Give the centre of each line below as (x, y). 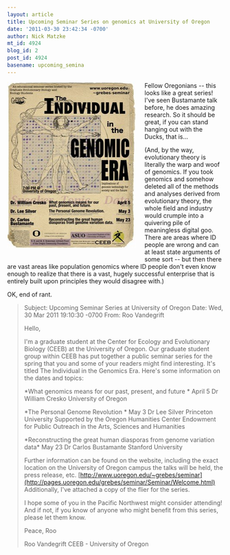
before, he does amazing (180, 107)
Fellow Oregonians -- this (180, 85)
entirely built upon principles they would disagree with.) (86, 281)
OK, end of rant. (30, 294)
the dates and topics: (54, 378)
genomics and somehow (179, 179)
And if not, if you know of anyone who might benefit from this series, (121, 510)
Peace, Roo (40, 530)
